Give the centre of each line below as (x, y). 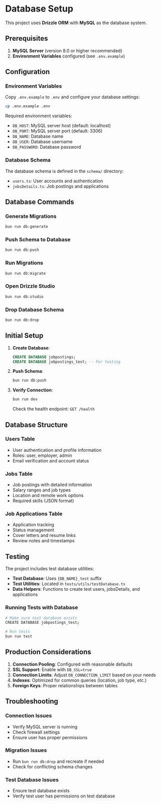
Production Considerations (48, 652)
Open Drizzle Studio (30, 286)
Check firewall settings (36, 732)
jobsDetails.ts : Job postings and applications (60, 186)
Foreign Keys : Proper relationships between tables (65, 685)
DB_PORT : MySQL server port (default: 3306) (57, 131)
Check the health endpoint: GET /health (53, 409)
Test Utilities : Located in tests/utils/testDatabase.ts (69, 584)
